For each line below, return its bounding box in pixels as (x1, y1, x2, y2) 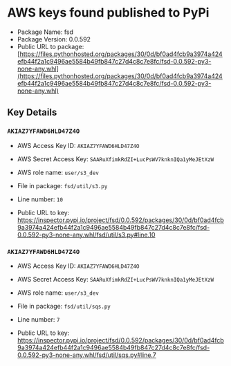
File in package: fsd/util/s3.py (17, 181, 108, 190)
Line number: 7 (17, 315, 60, 323)
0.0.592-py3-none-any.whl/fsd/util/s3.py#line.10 (17, 230, 156, 239)
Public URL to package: (17, 42, 84, 51)
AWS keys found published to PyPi (7, 5, 210, 21)
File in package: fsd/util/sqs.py (17, 302, 111, 310)
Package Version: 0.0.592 (17, 35, 91, 43)
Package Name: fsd (17, 28, 74, 36)
